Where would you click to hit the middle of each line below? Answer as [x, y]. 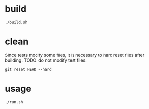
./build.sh [16, 22]
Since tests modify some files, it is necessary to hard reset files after [75, 55]
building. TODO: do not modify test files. [46, 60]
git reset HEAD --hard [28, 69]
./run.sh [14, 102]
